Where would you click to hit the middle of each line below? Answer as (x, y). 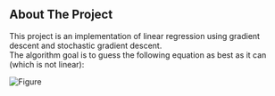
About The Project (61, 15)
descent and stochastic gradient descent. (86, 45)
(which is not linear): (47, 64)
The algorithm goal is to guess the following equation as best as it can (138, 55)
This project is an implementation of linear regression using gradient (135, 36)
